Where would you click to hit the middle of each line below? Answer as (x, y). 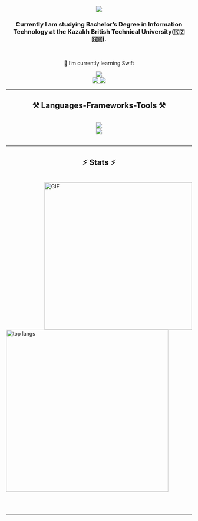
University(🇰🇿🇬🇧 (163, 32)
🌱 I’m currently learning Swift (99, 63)
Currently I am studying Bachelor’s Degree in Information (99, 25)
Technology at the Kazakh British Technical (77, 32)
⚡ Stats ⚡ (99, 162)
